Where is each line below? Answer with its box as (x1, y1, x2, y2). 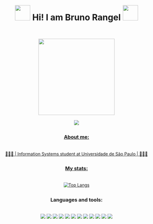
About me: (63, 134, 90, 141)
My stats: (65, 165, 88, 172)
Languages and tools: (50, 196, 103, 203)
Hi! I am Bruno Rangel (32, 12, 121, 23)
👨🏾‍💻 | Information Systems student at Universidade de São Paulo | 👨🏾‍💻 (5, 151, 148, 157)
